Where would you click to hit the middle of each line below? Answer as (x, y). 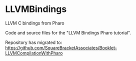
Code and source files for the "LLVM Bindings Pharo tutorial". (68, 32)
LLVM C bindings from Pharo (35, 23)
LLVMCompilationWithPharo (34, 53)
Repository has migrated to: (34, 42)
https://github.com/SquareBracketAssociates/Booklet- (61, 47)
